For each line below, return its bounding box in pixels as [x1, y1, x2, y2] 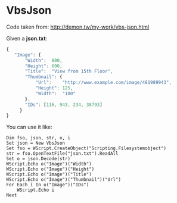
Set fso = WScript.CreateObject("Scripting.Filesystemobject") [6, 145, 167, 152]
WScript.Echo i [17, 187, 55, 193]
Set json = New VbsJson [6, 140, 66, 146]
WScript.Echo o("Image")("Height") [6, 166, 95, 173]
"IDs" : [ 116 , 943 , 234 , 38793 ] [24, 102, 103, 108]
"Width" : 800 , [24, 57, 63, 63]
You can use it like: [6, 123, 52, 131]
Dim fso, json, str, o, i [6, 135, 70, 141]
